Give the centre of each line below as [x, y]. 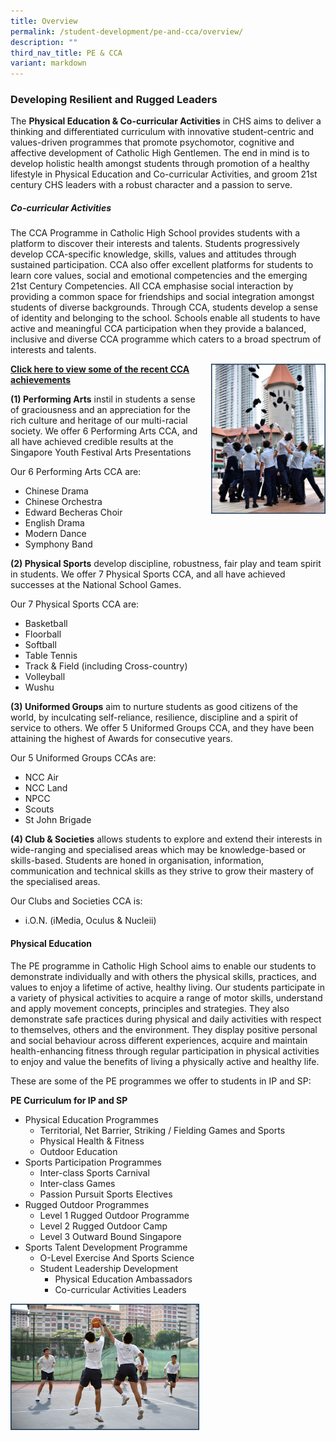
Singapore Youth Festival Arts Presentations [101, 452]
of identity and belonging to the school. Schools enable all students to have [165, 318]
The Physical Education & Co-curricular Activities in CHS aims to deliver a [166, 121]
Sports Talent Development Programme [106, 1247]
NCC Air [42, 777]
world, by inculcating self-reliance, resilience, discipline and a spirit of [154, 717]
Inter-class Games [77, 1183]
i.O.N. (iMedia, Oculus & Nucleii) [90, 921]
